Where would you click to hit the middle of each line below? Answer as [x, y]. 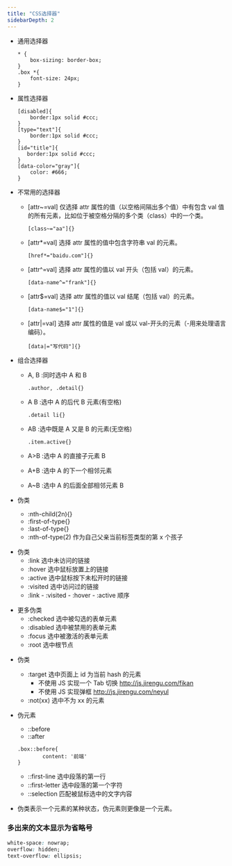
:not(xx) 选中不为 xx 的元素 [66, 700]
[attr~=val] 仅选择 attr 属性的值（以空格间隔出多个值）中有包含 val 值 [126, 206]
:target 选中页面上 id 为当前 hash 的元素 [84, 674]
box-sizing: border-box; [66, 60]
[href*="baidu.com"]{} [60, 255]
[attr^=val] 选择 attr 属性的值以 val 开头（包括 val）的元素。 [112, 269]
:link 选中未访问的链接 [59, 560]
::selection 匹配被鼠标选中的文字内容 [80, 794]
